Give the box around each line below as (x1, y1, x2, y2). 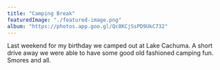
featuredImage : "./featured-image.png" (7, 16, 122, 23)
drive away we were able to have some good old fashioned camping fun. (7, 49, 214, 57)
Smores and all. (7, 56, 52, 65)
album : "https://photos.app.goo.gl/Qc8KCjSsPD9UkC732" (7, 23, 168, 30)
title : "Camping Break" (7, 10, 76, 17)
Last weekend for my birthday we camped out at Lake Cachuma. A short (7, 42, 213, 50)
